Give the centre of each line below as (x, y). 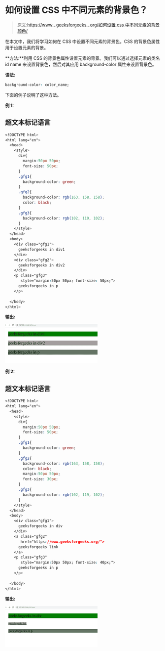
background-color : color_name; (37, 85)
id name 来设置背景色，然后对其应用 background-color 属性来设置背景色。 (81, 64)
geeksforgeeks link (38, 547)
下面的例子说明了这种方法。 (33, 95)
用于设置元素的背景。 (27, 47)
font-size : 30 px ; (40, 479)
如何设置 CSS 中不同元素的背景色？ (76, 10)
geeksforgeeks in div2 (41, 265)
